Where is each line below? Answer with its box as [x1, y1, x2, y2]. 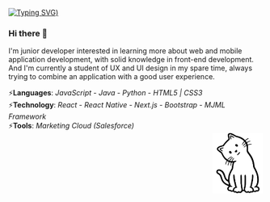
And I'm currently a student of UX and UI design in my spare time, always [8, 63, 253, 73]
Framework [8, 112, 47, 121]
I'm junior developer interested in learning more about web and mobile [8, 46, 243, 56]
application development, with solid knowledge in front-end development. [8, 55, 255, 65]
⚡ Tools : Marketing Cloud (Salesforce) [8, 121, 135, 131]
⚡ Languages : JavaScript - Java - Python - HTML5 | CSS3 [8, 88, 203, 98]
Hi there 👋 [8, 27, 49, 39]
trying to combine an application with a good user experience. [8, 72, 216, 82]
